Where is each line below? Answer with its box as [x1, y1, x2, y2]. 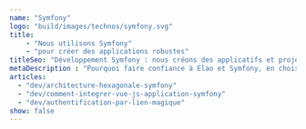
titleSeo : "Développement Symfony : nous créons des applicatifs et [9, 55, 275, 64]
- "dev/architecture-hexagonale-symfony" [17, 81, 178, 90]
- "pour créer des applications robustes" [25, 47, 189, 56]
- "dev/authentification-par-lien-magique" [17, 97, 185, 107]
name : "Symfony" [9, 13, 71, 23]
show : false [9, 106, 55, 115]
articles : [9, 73, 47, 82]
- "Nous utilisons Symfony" [25, 38, 132, 48]
